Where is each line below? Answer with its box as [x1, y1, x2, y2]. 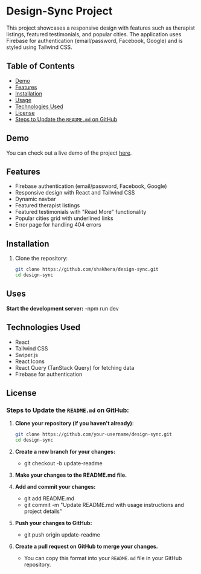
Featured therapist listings [14, 202, 80, 209]
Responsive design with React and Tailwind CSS [14, 189, 135, 196]
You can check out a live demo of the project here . [6, 149, 132, 156]
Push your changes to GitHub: [14, 520, 92, 526]
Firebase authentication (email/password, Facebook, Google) [14, 182, 167, 190]
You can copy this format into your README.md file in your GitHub [24, 555, 182, 561]
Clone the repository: [14, 255, 68, 262]
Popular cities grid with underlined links [14, 214, 113, 222]
